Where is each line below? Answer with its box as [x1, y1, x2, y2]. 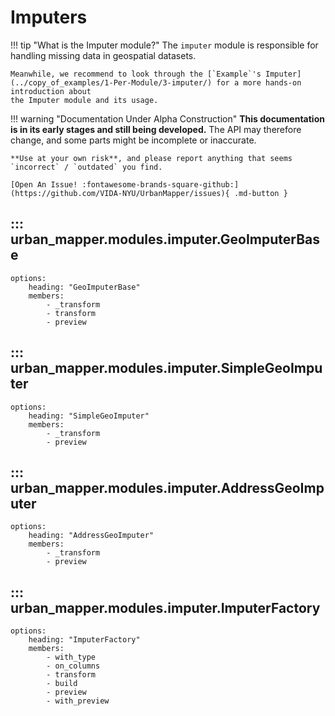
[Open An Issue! [10, 179, 78, 190]
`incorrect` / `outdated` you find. [10, 162, 163, 172]
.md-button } [233, 188, 288, 198]
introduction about [10, 86, 92, 96]
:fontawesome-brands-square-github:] [81, 179, 240, 190]
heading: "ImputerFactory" [28, 635, 141, 645]
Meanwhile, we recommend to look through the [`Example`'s [10, 69, 262, 79]
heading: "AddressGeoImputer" [28, 531, 155, 541]
